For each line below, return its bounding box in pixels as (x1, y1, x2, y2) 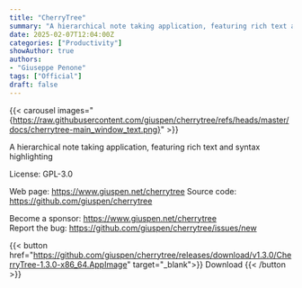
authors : (9, 55, 42, 64)
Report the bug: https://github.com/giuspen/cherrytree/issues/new (9, 222, 258, 233)
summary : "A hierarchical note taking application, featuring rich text (9, 22, 288, 31)
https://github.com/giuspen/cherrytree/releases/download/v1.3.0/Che (32, 249, 292, 260)
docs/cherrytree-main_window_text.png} (9, 123, 162, 135)
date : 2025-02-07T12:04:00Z (9, 30, 115, 39)
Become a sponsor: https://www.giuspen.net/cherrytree (9, 212, 218, 223)
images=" (57, 104, 94, 115)
